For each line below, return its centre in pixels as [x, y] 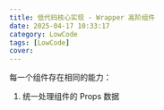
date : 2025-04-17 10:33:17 [60, 26]
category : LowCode [43, 34]
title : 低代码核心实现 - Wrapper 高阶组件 [82, 17]
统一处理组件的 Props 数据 [71, 97]
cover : [22, 51]
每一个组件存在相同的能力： [60, 78]
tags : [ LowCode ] [39, 42]
